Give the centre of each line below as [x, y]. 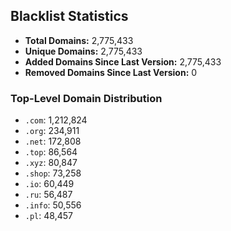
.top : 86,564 [51, 152]
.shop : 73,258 [53, 173]
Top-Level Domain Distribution [86, 98]
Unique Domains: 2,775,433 [83, 51]
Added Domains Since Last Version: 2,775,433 [123, 61]
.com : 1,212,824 [56, 120]
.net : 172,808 [53, 141]
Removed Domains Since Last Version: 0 [111, 72]
